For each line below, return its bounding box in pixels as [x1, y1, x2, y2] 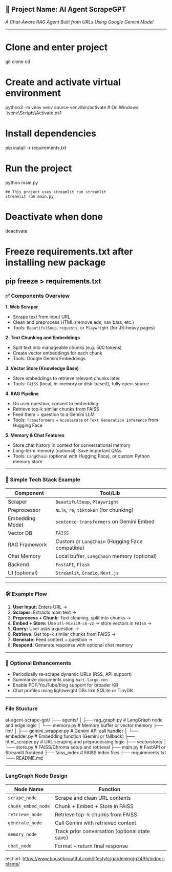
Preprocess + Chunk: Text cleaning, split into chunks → [12, 614, 132, 620]
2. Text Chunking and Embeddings [5, 335, 80, 341]
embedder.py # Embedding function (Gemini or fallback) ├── [5, 733, 135, 739]
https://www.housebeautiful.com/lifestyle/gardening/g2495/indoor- [22, 855, 165, 861]
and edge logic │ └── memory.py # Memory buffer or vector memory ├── [5, 722, 163, 728]
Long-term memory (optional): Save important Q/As [12, 448, 122, 454]
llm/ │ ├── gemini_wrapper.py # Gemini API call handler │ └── [5, 728, 139, 734]
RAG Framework [8, 541, 47, 548]
